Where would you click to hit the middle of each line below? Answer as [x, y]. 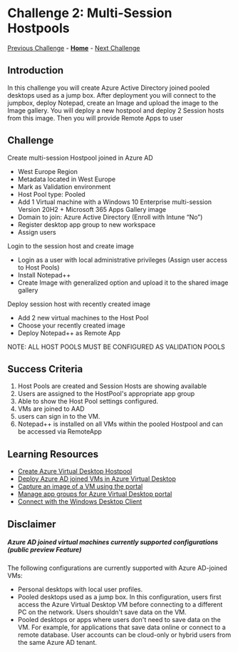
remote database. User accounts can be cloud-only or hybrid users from [124, 635]
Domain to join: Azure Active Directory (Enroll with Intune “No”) [110, 217]
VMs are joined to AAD [51, 409]
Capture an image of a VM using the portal [80, 487]
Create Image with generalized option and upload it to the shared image [123, 282]
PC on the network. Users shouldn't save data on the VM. [102, 612]
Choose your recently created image [72, 325]
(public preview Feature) [45, 550]
